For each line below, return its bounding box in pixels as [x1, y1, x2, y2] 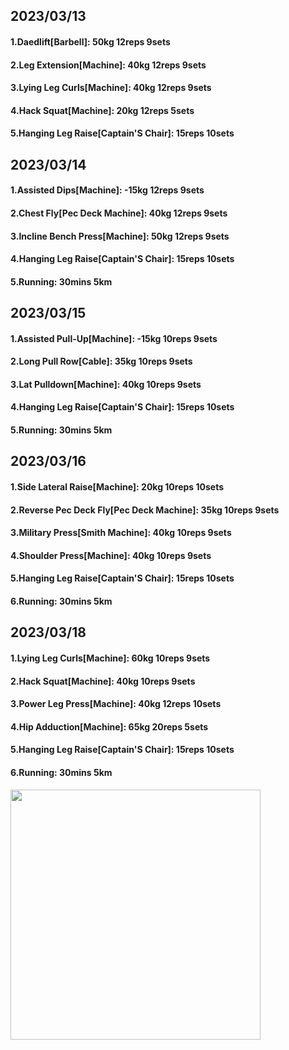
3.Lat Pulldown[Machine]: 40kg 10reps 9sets [10, 378, 202, 390]
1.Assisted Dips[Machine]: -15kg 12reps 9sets [10, 184, 205, 196]
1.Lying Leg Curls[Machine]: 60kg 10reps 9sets [10, 652, 211, 664]
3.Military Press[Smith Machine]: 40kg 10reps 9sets [10, 527, 232, 539]
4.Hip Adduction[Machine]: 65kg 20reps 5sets [10, 720, 209, 733]
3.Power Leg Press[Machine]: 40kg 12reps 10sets [10, 698, 222, 710]
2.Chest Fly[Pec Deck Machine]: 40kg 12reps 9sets [10, 207, 228, 219]
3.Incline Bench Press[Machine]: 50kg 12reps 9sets [10, 230, 230, 242]
